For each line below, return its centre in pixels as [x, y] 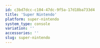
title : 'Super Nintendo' [31, 14]
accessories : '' [22, 33]
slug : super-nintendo [28, 38]
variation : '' [20, 28]
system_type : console [28, 24]
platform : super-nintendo [32, 19]
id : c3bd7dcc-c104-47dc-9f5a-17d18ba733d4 [50, 10]
